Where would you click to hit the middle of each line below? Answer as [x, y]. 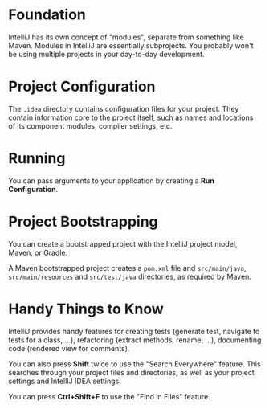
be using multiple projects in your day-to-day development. [106, 54]
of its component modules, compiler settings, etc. [90, 125]
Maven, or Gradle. [38, 252]
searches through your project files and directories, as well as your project [131, 372]
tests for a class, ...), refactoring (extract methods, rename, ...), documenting [135, 340]
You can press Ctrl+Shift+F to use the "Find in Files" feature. [109, 396]
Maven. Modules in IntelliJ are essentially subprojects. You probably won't [131, 45]
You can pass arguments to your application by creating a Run [111, 180]
